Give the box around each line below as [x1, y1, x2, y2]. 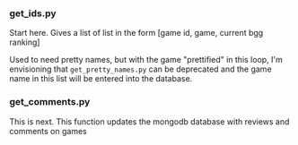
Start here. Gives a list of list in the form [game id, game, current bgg [9, 28, 264, 38]
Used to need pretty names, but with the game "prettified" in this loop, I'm [9, 55, 283, 65]
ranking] [9, 37, 40, 47]
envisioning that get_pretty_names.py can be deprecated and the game [9, 64, 272, 74]
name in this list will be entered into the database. [9, 73, 193, 84]
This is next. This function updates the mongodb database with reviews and [9, 115, 290, 127]
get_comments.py [9, 96, 91, 108]
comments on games [9, 125, 87, 136]
